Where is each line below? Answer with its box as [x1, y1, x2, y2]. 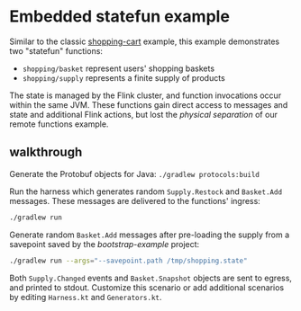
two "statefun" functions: [9, 45, 104, 56]
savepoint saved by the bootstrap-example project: [9, 238, 200, 249]
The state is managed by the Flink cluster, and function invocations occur [9, 90, 282, 101]
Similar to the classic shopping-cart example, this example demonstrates [9, 36, 280, 47]
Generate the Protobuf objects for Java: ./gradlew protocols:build [9, 168, 260, 179]
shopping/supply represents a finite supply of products [22, 72, 225, 83]
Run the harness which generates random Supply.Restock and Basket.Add [9, 186, 282, 197]
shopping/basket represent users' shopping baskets [22, 63, 214, 74]
